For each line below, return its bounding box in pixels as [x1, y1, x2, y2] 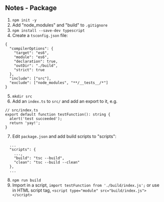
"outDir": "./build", [14, 63, 58, 68]
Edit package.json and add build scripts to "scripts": [12, 133, 117, 139]
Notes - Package [5, 4, 57, 12]
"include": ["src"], [9, 76, 51, 81]
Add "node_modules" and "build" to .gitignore [12, 22, 108, 28]
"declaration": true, [14, 59, 58, 64]
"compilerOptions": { [9, 46, 54, 51]
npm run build [12, 178, 41, 182]
